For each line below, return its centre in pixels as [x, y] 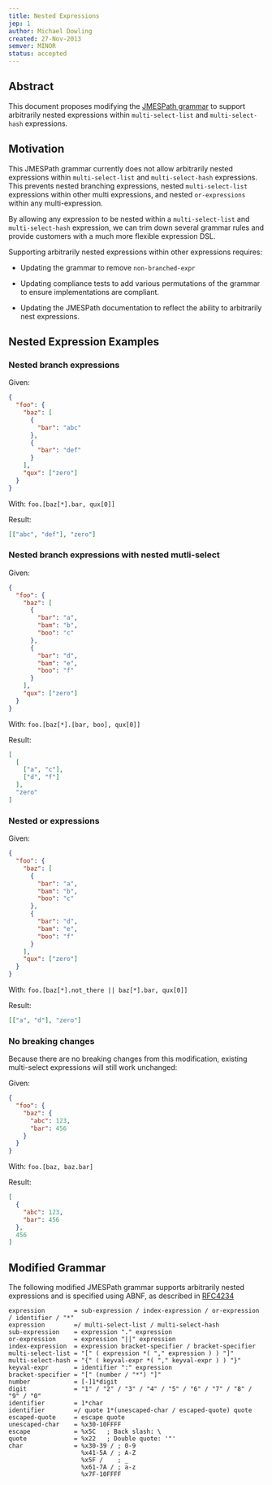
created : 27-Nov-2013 [45, 39]
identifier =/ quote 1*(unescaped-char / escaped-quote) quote [130, 1410]
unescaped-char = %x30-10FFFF [65, 1425]
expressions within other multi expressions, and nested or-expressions [127, 194]
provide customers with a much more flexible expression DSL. [112, 236]
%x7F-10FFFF [101, 1474]
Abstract [31, 87]
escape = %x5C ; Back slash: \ [85, 1432]
